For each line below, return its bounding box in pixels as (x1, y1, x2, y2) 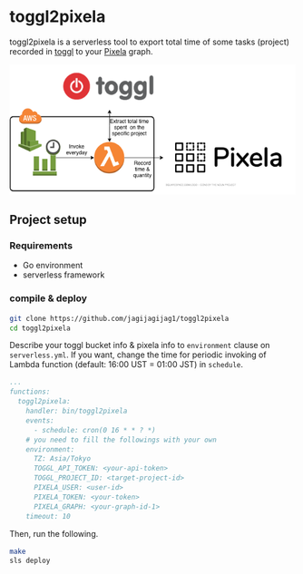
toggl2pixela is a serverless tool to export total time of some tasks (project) (9, 36, 290, 47)
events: (25, 415, 54, 425)
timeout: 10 (25, 511, 71, 520)
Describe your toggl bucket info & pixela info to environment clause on (9, 340, 270, 351)
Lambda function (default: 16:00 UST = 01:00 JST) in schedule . (9, 359, 243, 370)
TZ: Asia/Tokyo (33, 454, 92, 463)
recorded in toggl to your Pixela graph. (9, 45, 153, 56)
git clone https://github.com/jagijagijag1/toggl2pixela (9, 314, 230, 323)
